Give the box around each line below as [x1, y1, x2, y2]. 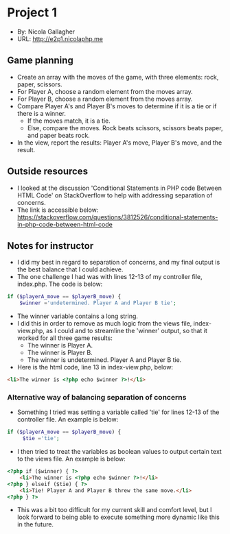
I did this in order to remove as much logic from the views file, [16, 319, 192, 328]
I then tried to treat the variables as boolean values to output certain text [16, 448, 222, 456]
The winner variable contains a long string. [16, 312, 139, 320]
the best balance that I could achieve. [16, 265, 124, 274]
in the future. [16, 520, 54, 529]
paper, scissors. [16, 80, 63, 88]
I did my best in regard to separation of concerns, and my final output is [16, 258, 220, 267]
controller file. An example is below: [16, 415, 119, 424]
